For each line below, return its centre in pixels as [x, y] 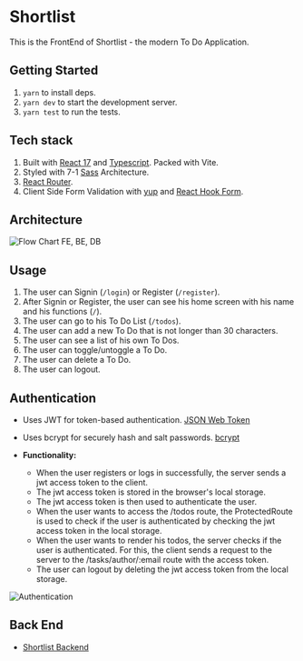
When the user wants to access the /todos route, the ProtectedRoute [164, 511]
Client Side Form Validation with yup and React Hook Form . [133, 191]
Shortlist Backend [55, 646]
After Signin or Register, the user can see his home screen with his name [158, 302]
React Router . [48, 181]
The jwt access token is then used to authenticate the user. [146, 501]
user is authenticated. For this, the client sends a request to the [154, 550]
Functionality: [49, 455]
